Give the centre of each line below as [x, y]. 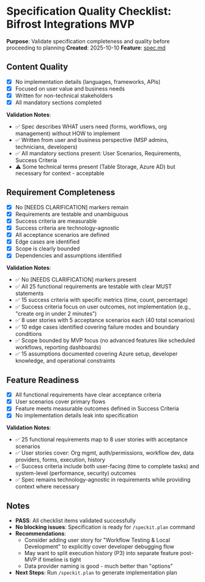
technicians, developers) [46, 147]
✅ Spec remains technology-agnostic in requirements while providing [103, 480]
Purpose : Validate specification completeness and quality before [88, 41]
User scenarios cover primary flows [60, 401]
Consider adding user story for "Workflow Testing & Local [97, 540]
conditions [28, 334]
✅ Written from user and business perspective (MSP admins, [92, 140]
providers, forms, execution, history [60, 460]
